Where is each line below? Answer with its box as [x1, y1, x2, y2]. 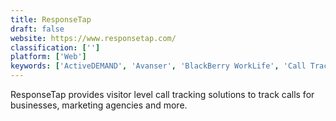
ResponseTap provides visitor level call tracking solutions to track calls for [10, 89, 315, 100]
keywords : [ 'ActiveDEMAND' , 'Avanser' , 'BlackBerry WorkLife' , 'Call [10, 61, 307, 71]
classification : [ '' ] [10, 42, 101, 53]
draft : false [10, 24, 65, 34]
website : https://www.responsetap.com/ [10, 33, 177, 43]
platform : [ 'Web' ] [10, 52, 87, 62]
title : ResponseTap [10, 14, 92, 25]
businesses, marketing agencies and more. [10, 99, 188, 111]
